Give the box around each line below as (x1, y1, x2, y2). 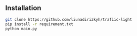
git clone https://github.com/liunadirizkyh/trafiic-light (5, 17, 132, 22)
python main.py (5, 26, 37, 31)
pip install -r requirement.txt (5, 22, 73, 27)
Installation (5, 4, 41, 12)
